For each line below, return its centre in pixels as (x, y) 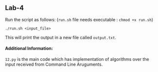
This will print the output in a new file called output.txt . (61, 37)
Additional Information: (29, 48)
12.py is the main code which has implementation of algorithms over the (77, 59)
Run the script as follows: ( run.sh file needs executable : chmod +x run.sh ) (79, 19)
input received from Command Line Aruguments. (54, 64)
